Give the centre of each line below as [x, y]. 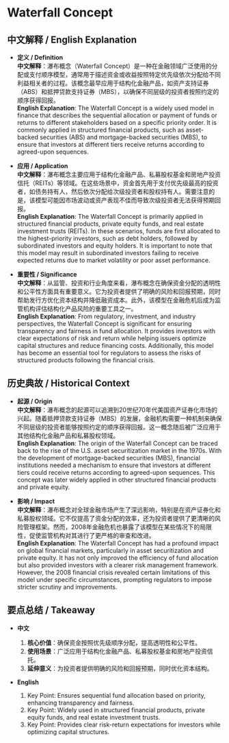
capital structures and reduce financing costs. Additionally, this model [115, 345]
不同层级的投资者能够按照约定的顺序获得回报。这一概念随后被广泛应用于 [119, 427]
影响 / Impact [36, 501]
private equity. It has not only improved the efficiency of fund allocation [118, 558]
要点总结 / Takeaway [51, 610]
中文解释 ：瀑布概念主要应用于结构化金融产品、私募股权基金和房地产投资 [119, 174]
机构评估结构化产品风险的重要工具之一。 [80, 309]
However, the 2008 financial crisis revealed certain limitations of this [113, 572]
